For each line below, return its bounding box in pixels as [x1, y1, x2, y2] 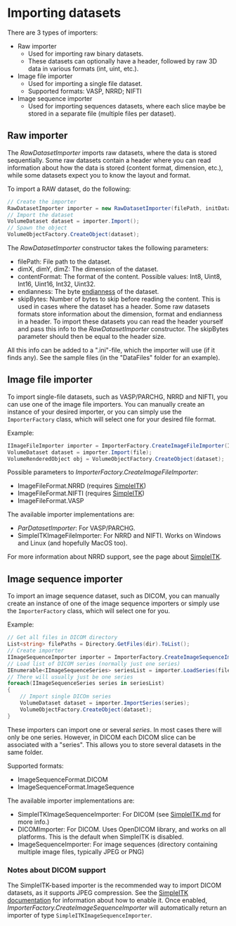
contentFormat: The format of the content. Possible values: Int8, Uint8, [17, 273, 222, 280]
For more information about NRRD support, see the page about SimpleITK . [7, 552, 223, 561]
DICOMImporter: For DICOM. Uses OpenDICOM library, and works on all [17, 825, 226, 833]
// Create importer [7, 647, 65, 654]
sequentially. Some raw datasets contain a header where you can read [7, 156, 211, 164]
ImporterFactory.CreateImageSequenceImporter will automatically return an [7, 903, 227, 912]
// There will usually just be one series [7, 673, 133, 681]
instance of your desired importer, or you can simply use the [7, 407, 182, 416]
